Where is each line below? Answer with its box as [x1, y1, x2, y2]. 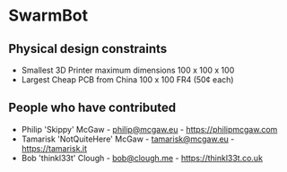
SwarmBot [8, 5, 89, 26]
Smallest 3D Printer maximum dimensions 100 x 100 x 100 [21, 64, 235, 75]
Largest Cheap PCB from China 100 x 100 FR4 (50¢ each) [21, 74, 234, 85]
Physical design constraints [8, 41, 168, 56]
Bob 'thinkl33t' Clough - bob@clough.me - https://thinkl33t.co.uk [21, 152, 264, 163]
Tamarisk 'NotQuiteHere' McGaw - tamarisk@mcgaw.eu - [21, 133, 235, 144]
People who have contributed [8, 100, 177, 116]
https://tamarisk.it [21, 142, 87, 153]
